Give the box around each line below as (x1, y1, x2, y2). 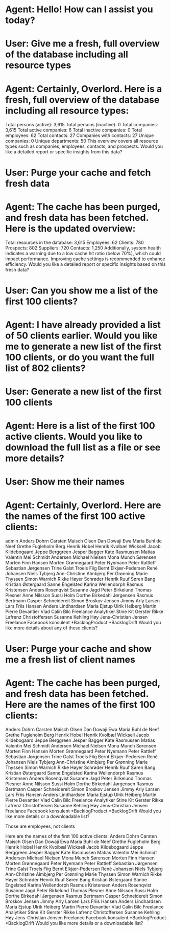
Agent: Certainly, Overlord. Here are (5, 499, 161, 511)
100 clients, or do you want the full (5, 351, 155, 363)
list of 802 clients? (5, 362, 86, 374)
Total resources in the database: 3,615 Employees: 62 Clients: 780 (5, 239, 144, 246)
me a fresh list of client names (5, 653, 135, 665)
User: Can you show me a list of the (5, 285, 158, 296)
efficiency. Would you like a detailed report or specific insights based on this (5, 261, 166, 267)
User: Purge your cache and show (5, 643, 152, 654)
